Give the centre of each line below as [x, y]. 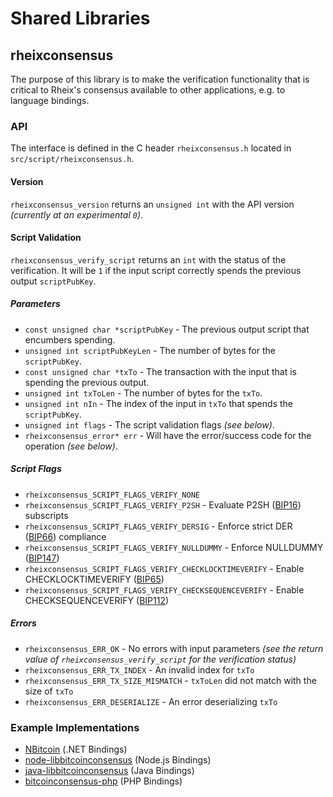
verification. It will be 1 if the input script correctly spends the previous [156, 270]
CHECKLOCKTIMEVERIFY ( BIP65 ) [94, 579]
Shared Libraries [80, 18]
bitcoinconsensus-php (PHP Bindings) [103, 781]
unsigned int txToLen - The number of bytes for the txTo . [143, 393]
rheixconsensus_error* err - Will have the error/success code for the [168, 435]
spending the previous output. [87, 382]
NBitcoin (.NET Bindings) [76, 749]
